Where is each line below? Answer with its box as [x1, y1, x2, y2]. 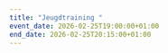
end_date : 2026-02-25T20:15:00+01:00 [9, 30, 152, 39]
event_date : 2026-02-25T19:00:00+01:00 [9, 22, 160, 31]
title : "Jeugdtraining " [9, 13, 103, 22]
